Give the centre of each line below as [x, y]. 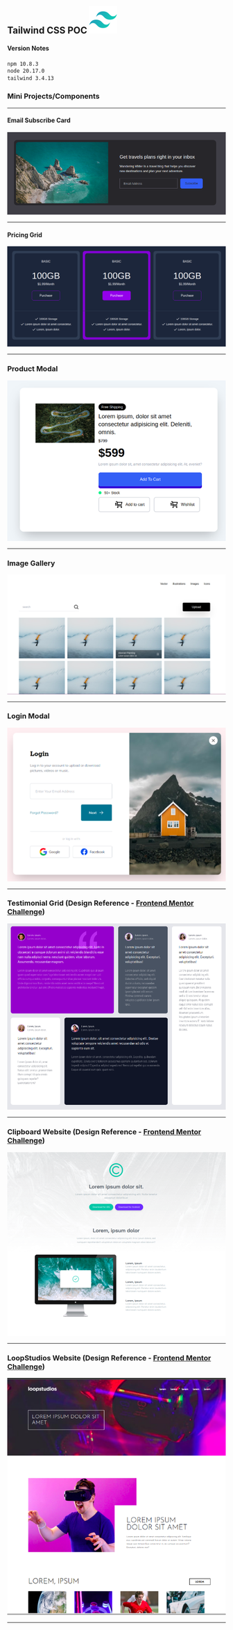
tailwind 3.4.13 [31, 78]
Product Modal [33, 369]
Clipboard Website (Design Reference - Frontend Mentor [104, 1132]
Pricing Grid [25, 235]
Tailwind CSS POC [48, 31]
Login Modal [28, 716]
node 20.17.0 [26, 71]
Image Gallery [31, 563]
